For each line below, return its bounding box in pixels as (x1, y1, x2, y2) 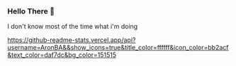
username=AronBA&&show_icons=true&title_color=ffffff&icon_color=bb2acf (7, 44, 229, 52)
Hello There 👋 (7, 6, 55, 16)
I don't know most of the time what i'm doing (7, 22, 138, 31)
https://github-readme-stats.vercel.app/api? (7, 36, 136, 44)
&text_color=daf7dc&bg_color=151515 (7, 51, 117, 59)
